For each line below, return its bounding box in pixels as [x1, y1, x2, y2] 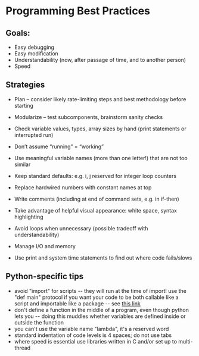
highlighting [14, 213, 43, 220]
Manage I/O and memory [14, 242, 76, 249]
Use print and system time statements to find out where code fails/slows [14, 254, 192, 261]
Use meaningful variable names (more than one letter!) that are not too [14, 154, 188, 161]
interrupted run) [14, 131, 54, 138]
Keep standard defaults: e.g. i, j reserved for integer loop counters [14, 172, 177, 179]
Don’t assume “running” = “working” [14, 143, 104, 150]
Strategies [5, 80, 45, 90]
